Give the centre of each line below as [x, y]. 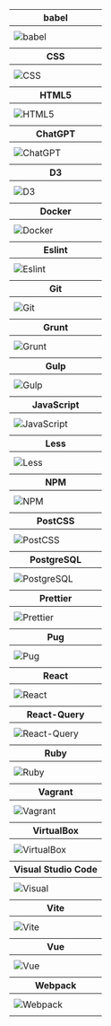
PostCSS [55, 521]
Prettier [55, 598]
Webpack [55, 985]
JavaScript [55, 405]
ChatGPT [55, 134]
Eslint [56, 250]
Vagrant [55, 792]
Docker [55, 211]
